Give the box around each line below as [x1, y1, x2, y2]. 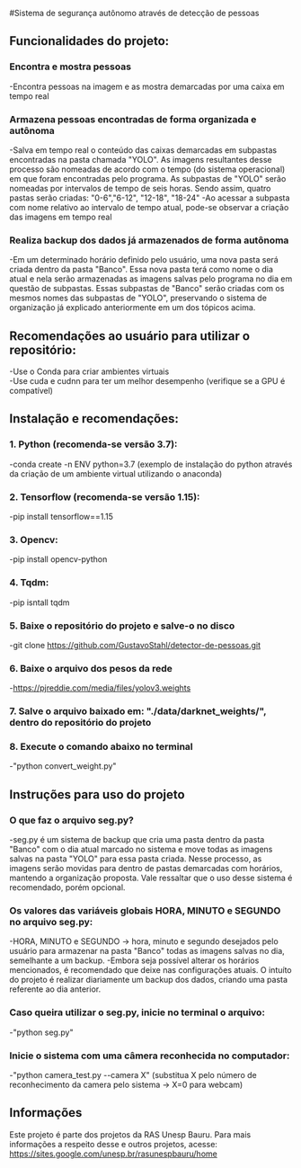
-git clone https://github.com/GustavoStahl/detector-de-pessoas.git [9, 639, 261, 650]
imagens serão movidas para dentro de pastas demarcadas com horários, [9, 863, 283, 874]
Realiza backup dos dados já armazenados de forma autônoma [9, 234, 289, 246]
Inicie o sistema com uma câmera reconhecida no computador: [9, 1049, 290, 1062]
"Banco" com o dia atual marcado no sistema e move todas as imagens [9, 844, 273, 855]
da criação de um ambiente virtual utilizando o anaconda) [9, 468, 223, 479]
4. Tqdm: [9, 576, 49, 589]
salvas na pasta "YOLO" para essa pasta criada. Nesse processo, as [9, 853, 262, 864]
